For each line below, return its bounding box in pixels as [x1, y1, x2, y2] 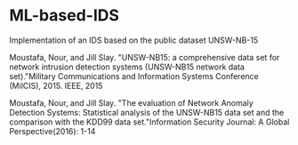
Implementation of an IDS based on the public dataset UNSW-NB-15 [9, 35, 259, 45]
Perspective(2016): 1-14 [9, 125, 96, 136]
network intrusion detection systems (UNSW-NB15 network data [9, 61, 245, 72]
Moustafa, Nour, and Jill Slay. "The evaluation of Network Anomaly [9, 97, 254, 108]
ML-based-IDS [9, 5, 120, 26]
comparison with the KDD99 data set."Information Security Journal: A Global [9, 117, 290, 127]
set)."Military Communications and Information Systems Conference [9, 70, 260, 81]
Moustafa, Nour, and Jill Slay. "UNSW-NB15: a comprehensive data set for [9, 52, 280, 62]
